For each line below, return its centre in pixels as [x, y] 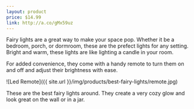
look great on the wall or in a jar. [46, 99]
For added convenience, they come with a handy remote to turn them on [95, 64]
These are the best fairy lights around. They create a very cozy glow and [96, 94]
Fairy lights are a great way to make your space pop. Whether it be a [90, 40]
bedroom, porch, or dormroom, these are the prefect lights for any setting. [98, 46]
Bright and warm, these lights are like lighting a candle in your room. [90, 52]
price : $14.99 [24, 17]
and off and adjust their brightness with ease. [62, 70]
